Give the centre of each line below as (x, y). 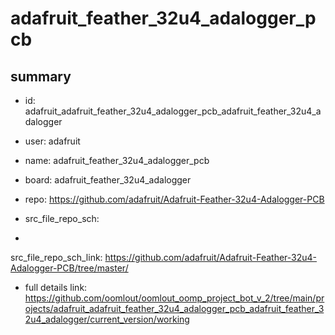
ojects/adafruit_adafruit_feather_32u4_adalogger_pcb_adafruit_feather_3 (174, 308)
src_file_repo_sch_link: (56, 257)
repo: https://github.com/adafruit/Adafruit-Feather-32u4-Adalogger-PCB (174, 199)
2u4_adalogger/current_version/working (107, 319)
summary (41, 76)
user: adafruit (52, 141)
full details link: (56, 287)
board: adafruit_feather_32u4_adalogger (108, 180)
